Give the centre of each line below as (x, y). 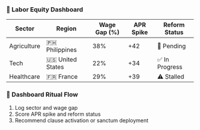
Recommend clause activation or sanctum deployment (82, 120)
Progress (170, 67)
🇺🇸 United (62, 60)
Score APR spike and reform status (58, 114)
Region (66, 29)
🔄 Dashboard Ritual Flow (42, 95)
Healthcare (25, 77)
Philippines (62, 50)
